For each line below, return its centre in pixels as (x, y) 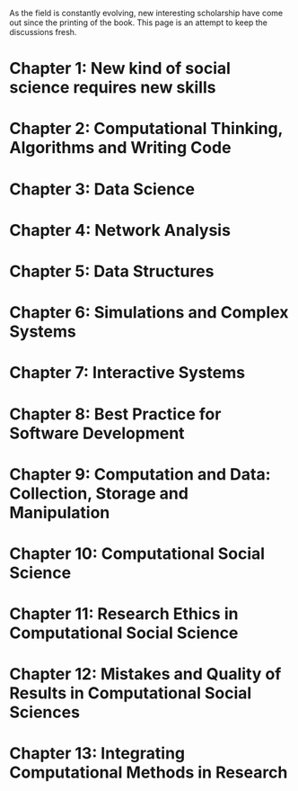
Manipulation (60, 512)
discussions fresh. (43, 32)
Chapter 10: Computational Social (137, 553)
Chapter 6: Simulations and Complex (149, 313)
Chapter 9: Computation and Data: (140, 474)
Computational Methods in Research (149, 773)
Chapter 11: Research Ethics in (124, 614)
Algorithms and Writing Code (120, 148)
